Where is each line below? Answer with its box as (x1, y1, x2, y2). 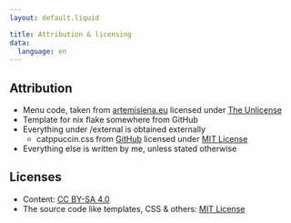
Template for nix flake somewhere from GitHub (22, 115, 198, 126)
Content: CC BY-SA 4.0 (22, 193, 111, 205)
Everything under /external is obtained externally (22, 124, 206, 135)
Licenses (9, 169, 62, 185)
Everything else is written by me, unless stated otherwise (22, 143, 237, 155)
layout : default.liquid (9, 13, 100, 23)
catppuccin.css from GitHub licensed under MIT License (35, 134, 248, 145)
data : (9, 38, 30, 47)
